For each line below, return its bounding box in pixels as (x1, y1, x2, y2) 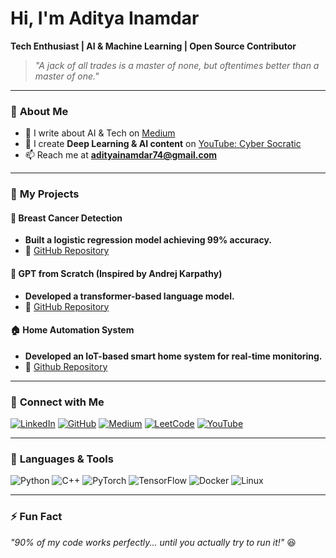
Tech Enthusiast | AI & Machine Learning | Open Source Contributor (10, 40, 297, 52)
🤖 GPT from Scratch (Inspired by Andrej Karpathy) (10, 267, 223, 279)
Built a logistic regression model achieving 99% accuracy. (24, 234, 273, 246)
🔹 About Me (10, 104, 69, 118)
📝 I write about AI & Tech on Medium (24, 127, 176, 139)
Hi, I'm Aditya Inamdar (10, 7, 200, 30)
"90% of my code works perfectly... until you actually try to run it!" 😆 (10, 536, 297, 548)
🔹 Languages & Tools (10, 452, 114, 466)
